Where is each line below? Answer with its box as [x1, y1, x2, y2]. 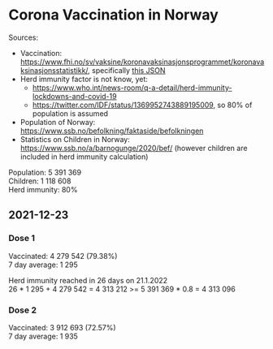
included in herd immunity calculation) [19, 152, 149, 162]
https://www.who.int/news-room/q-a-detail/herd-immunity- [32, 83, 232, 93]
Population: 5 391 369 [8, 167, 82, 177]
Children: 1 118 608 [8, 176, 71, 186]
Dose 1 [8, 233, 35, 244]
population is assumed [32, 108, 108, 118]
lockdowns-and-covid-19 [32, 91, 117, 101]
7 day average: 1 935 [8, 331, 79, 341]
